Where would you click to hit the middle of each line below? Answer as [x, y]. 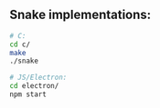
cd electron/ [34, 86]
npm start [28, 94]
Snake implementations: [80, 15]
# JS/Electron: [38, 78]
